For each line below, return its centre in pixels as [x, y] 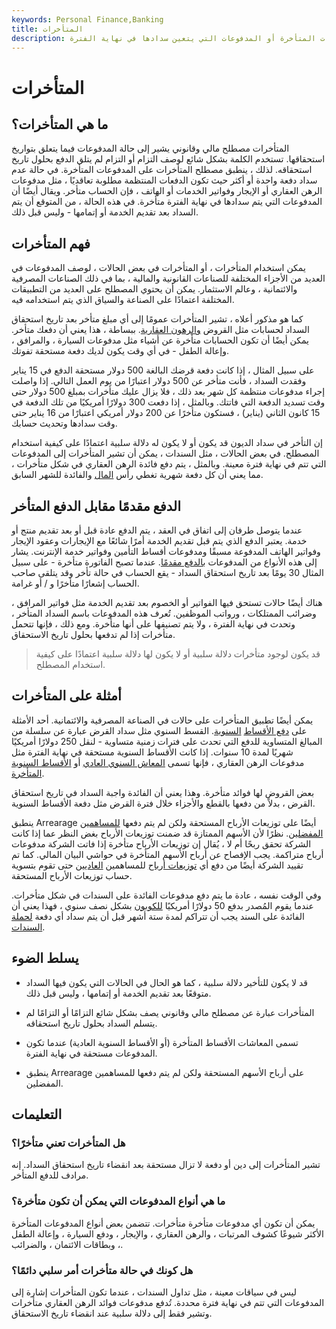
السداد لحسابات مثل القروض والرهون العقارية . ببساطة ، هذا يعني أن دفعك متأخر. [161, 330]
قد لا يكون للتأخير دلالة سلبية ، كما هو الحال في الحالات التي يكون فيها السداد [167, 982]
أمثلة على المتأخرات [66, 696]
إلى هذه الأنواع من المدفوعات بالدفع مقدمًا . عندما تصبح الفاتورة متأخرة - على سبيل [164, 562]
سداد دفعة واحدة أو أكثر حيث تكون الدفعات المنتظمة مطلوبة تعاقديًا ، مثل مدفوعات [164, 180]
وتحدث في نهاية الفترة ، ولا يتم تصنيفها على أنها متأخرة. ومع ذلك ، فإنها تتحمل [153, 624]
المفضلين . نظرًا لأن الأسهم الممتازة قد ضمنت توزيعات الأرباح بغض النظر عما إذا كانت [167, 833]
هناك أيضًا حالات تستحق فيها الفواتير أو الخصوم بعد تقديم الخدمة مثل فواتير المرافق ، [167, 602]
